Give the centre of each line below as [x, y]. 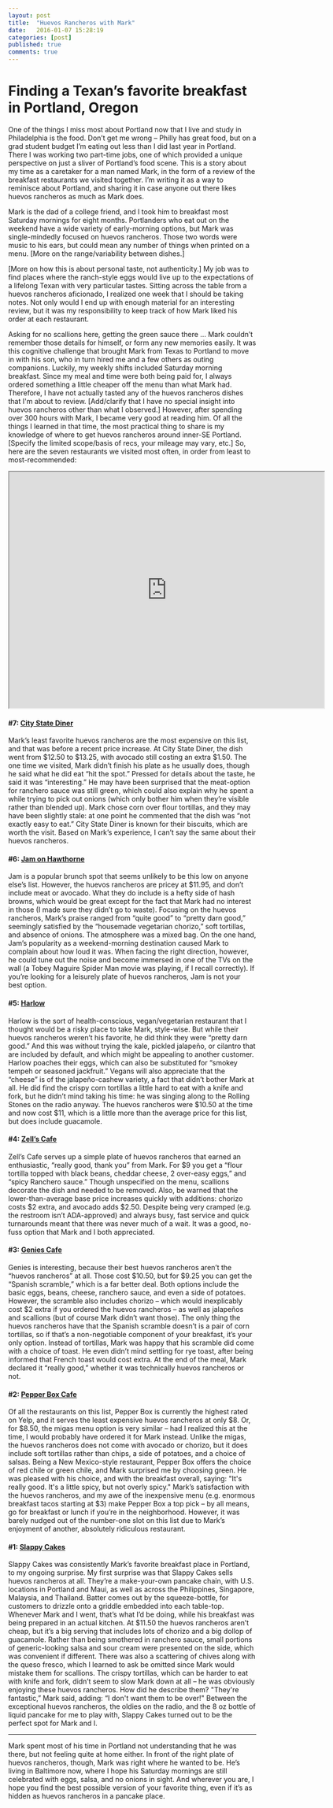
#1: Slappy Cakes [37, 1547]
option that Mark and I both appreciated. [89, 1232]
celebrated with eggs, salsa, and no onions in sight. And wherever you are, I [131, 1780]
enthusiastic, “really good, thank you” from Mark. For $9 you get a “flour [125, 1165]
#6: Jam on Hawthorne [46, 858]
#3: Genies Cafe [35, 1250]
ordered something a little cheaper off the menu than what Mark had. [120, 384]
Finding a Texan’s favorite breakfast [128, 91]
